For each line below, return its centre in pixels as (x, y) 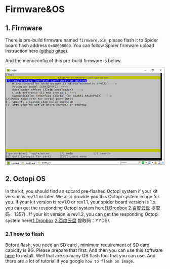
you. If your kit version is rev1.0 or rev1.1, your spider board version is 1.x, (81, 202)
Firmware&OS (35, 9)
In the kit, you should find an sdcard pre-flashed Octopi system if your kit (81, 191)
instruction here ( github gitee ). (37, 51)
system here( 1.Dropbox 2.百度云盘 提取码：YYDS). (58, 220)
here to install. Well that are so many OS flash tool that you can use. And (80, 255)
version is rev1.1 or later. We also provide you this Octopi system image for (82, 196)
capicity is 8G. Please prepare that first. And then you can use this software (84, 250)
